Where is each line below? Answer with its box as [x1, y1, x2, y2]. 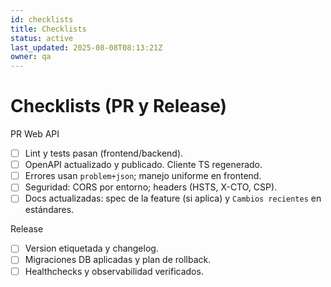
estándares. [24, 204, 75, 216]
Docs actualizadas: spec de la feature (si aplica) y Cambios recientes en [24, 192, 322, 205]
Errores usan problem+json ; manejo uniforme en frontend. [24, 170, 262, 182]
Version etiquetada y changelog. [24, 242, 159, 255]
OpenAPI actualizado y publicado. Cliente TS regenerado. [24, 159, 263, 171]
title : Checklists [10, 24, 87, 34]
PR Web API [10, 128, 60, 140]
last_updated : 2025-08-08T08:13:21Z [10, 42, 163, 53]
